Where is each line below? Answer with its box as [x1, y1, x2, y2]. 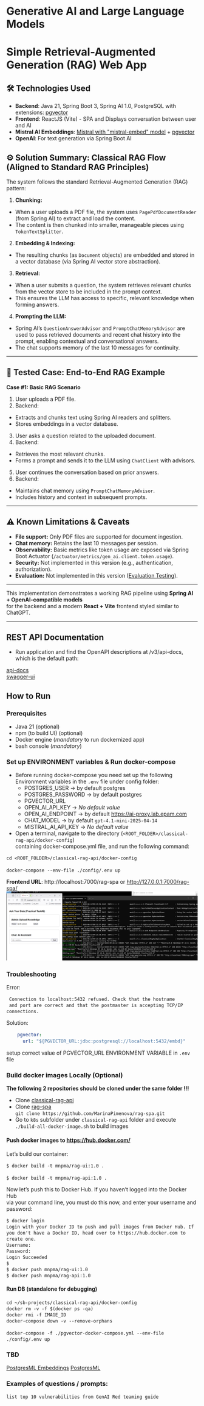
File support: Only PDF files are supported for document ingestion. [15, 533, 183, 540]
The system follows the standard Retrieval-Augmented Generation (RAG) [6, 178, 188, 185]
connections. [6, 1008, 39, 1015]
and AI [15, 122, 32, 129]
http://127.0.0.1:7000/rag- [126, 878, 189, 886]
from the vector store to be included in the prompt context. [15, 288, 163, 295]
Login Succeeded [6, 1254, 47, 1260]
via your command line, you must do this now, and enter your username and [6, 1199, 197, 1206]
